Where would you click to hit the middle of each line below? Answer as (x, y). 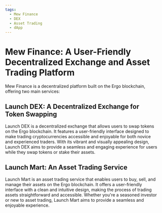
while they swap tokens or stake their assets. (50, 152)
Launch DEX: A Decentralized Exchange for (72, 107)
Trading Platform (40, 73)
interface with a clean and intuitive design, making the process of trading (79, 190)
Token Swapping (31, 115)
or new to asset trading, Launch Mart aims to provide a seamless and (74, 200)
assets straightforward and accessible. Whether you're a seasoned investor (81, 195)
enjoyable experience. (27, 205)
